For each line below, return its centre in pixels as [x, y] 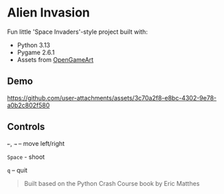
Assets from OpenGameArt [55, 59]
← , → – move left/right [36, 143]
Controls [26, 127]
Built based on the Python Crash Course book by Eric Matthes [112, 183]
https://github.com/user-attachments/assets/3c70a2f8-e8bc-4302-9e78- [112, 98]
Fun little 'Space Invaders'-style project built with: [77, 32]
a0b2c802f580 [29, 105]
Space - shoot [26, 157]
